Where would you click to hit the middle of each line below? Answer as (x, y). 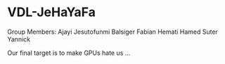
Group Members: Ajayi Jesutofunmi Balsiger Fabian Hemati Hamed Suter (112, 32)
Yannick (19, 39)
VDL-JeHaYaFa (52, 12)
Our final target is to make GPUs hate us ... (69, 53)
